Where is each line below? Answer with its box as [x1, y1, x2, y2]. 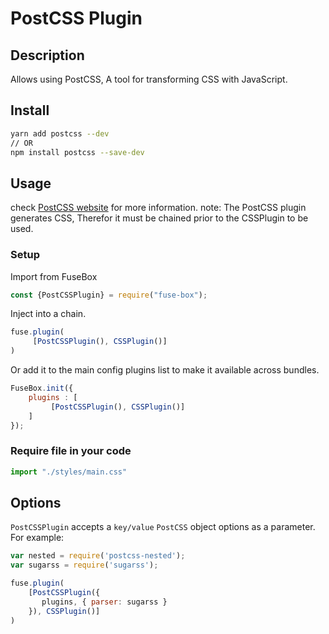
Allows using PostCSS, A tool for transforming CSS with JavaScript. [10, 73, 288, 85]
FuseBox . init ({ [10, 383, 74, 394]
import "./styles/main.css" [10, 467, 128, 477]
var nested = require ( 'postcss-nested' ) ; [10, 551, 186, 561]
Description [10, 47, 85, 64]
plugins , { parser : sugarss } [41, 597, 168, 607]
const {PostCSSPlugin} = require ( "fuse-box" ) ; [10, 290, 208, 300]
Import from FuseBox [10, 270, 98, 282]
